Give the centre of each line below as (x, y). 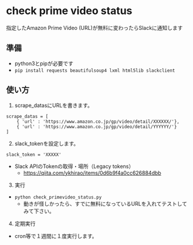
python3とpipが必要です (44, 63)
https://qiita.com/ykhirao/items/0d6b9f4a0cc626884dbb (92, 173)
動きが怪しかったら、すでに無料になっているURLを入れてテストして (105, 203)
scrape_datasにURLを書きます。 (53, 105)
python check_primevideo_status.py (58, 197)
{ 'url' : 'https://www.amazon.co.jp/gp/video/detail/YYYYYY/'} (97, 127)
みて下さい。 (39, 211)
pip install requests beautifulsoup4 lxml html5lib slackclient (95, 71)
